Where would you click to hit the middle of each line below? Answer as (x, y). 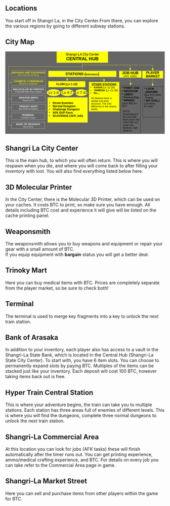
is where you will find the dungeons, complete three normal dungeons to (81, 416)
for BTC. (14, 498)
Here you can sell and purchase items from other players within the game (82, 493)
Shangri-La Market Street (46, 481)
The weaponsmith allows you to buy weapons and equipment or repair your (84, 243)
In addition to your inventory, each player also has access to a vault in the (82, 350)
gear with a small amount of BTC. (40, 249)
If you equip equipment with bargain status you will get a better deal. (77, 254)
